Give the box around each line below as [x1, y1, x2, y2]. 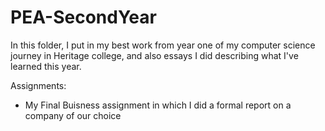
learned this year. [10, 60, 82, 72]
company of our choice [24, 109, 122, 121]
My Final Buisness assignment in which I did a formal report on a [24, 99, 292, 111]
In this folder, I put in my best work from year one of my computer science [10, 39, 316, 51]
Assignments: [10, 79, 67, 91]
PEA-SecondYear [10, 6, 157, 29]
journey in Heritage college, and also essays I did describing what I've [10, 49, 299, 61]
